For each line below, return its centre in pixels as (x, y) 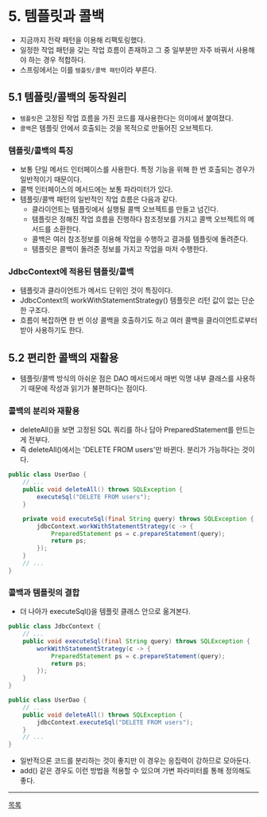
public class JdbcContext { (55, 627)
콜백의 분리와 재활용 (44, 411)
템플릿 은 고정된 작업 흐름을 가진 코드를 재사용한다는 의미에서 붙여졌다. (126, 118)
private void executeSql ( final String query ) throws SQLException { (138, 518)
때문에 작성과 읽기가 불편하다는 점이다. (88, 389)
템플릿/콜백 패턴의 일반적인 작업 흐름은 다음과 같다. (98, 199)
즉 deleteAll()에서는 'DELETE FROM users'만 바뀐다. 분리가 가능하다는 (130, 450)
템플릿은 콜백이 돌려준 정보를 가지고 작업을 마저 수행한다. (120, 249)
